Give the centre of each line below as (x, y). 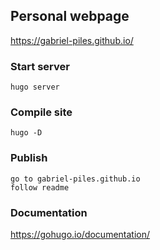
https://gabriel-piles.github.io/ (72, 40)
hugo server (35, 87)
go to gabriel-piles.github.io (75, 179)
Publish (29, 158)
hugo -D (26, 133)
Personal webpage (70, 16)
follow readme (40, 187)
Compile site (41, 112)
